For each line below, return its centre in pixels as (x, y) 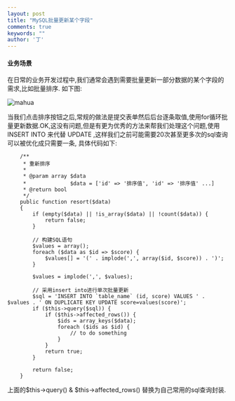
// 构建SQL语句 (52, 240)
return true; (63, 352)
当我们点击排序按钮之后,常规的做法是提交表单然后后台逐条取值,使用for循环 (115, 117)
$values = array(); (61, 246)
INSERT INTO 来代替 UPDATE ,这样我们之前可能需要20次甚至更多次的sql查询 (117, 134)
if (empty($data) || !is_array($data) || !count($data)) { (121, 214)
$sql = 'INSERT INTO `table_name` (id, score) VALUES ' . (119, 297)
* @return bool (45, 190)
